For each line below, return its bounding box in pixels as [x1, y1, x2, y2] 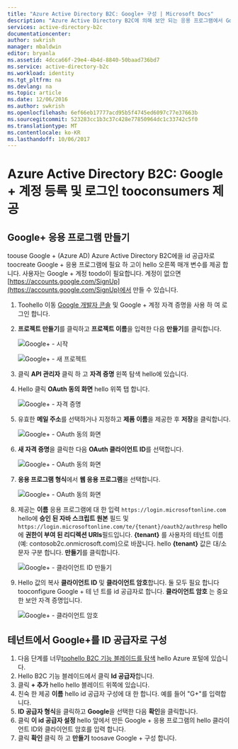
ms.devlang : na [7, 83, 52, 90]
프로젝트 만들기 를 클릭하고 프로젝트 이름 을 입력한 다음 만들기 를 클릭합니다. [17, 325, 222, 333]
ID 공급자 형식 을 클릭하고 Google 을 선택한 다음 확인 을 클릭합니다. [17, 707, 198, 716]
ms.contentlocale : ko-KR [7, 129, 81, 136]
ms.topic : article [7, 89, 62, 96]
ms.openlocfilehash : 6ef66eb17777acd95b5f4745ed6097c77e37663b [7, 109, 198, 116]
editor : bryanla [7, 50, 55, 57]
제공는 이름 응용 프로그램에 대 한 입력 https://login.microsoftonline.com [17, 505, 227, 514]
